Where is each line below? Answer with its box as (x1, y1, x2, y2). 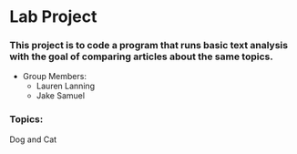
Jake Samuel (36, 90, 85, 101)
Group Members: (22, 71, 87, 82)
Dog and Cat (9, 134, 57, 145)
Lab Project (9, 6, 97, 27)
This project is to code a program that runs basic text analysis (9, 39, 289, 52)
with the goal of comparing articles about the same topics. (9, 50, 273, 63)
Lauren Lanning (36, 80, 96, 92)
